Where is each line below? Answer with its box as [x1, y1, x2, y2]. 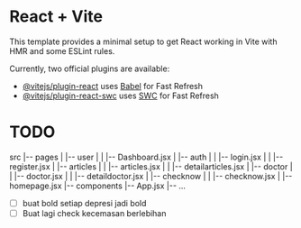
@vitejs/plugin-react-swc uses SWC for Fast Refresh [22, 90, 219, 101]
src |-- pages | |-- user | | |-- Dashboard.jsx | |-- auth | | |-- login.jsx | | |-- [9, 151, 284, 162]
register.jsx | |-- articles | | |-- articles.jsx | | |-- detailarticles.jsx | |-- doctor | [9, 160, 293, 172]
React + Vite [9, 6, 104, 27]
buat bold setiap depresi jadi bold [22, 197, 147, 208]
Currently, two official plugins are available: [9, 63, 170, 74]
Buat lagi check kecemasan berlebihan [22, 207, 167, 218]
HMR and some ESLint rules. [9, 45, 115, 56]
